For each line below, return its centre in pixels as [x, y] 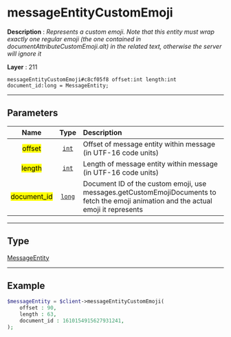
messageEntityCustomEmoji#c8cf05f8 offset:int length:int [92, 79]
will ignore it [24, 54]
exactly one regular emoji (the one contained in [74, 39]
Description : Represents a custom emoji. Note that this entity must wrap [111, 32]
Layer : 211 [22, 67]
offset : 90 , [38, 308]
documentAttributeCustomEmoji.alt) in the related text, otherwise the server [114, 46]
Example [26, 286]
